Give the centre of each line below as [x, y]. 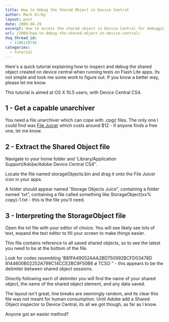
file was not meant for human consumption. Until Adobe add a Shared [77, 299]
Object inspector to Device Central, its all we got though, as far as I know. [81, 304]
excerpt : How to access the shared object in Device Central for [75, 29]
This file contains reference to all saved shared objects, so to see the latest [83, 243]
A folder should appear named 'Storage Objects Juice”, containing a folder [82, 189]
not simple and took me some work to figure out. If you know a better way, [82, 77]
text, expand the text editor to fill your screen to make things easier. [75, 233]
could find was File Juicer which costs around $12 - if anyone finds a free [81, 125]
